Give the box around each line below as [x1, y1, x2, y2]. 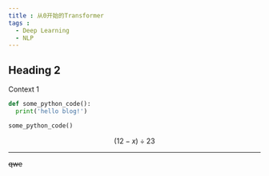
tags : [8, 19, 30, 27]
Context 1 [8, 84, 40, 94]
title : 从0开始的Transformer [8, 11, 104, 20]
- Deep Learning [15, 26, 70, 34]
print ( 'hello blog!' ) [15, 107, 88, 115]
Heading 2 [8, 63, 62, 76]
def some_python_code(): [8, 100, 91, 108]
